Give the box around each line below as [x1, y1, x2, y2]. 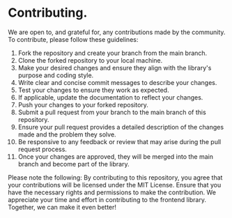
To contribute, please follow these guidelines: [8, 35, 139, 43]
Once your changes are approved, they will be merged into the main [17, 152, 213, 161]
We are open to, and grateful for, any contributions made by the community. [8, 28, 226, 36]
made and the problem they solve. [17, 130, 117, 139]
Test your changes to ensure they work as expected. [17, 86, 169, 94]
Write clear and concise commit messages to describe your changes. [17, 78, 217, 86]
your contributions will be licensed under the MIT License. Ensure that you [8, 180, 222, 189]
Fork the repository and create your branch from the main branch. [17, 49, 208, 57]
